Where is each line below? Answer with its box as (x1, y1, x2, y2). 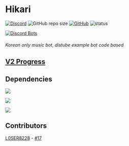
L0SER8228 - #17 (5, 135, 42, 141)
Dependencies (5, 75, 52, 83)
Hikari (5, 4, 31, 15)
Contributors (5, 122, 47, 130)
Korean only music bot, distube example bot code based (5, 42, 124, 48)
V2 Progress (5, 57, 46, 66)
